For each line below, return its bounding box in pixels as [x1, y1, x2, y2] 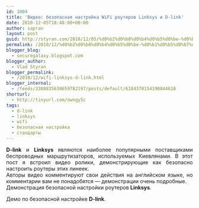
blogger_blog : [6, 47, 41, 53]
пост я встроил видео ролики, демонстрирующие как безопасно [6, 158, 193, 166]
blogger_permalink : [6, 69, 54, 75]
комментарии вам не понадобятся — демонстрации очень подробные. [6, 177, 187, 184]
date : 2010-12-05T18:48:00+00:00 [6, 20, 89, 25]
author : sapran [6, 25, 44, 31]
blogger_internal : [6, 81, 52, 87]
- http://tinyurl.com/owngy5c [11, 97, 86, 103]
